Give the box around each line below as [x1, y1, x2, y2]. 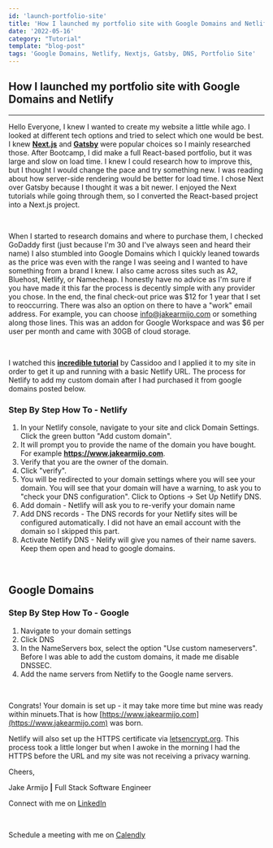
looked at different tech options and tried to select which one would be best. [8, 130, 264, 140]
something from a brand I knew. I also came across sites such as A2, [8, 265, 238, 275]
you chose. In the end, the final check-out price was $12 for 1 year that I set [8, 291, 261, 301]
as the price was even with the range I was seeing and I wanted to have [8, 257, 248, 267]
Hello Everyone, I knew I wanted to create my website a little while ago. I [8, 121, 250, 131]
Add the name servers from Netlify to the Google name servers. [19, 669, 234, 679]
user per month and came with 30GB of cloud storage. [8, 326, 191, 336]
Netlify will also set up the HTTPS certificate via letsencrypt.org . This [8, 733, 240, 743]
